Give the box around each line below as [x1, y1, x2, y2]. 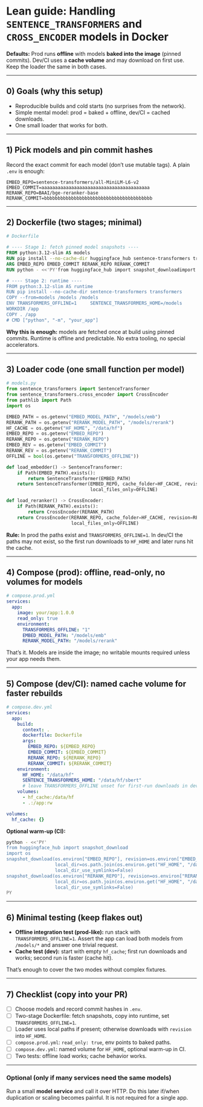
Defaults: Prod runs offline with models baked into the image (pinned [6, 50, 181, 57]
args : [22, 738, 36, 744]
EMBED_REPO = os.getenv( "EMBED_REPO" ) [6, 430, 104, 437]
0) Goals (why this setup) [6, 86, 103, 96]
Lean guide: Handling [6, 4, 116, 18]
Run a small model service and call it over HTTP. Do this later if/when [6, 1087, 179, 1095]
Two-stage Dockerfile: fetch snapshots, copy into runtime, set [14, 1012, 169, 1019]
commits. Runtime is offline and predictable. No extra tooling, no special [6, 335, 185, 342]
